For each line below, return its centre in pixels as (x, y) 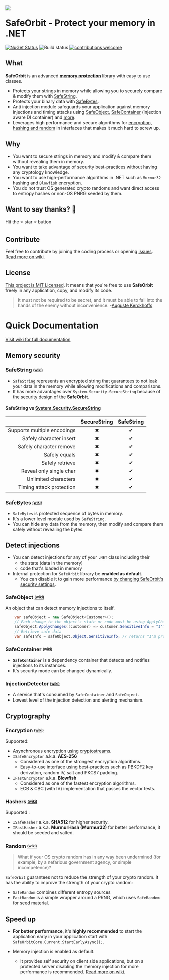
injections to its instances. (39, 665)
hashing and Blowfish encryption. (47, 183)
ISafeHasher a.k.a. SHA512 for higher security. (61, 822)
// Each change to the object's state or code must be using (79, 622)
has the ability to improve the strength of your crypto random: (69, 883)
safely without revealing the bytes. (48, 530)
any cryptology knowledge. (41, 172)
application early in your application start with (60, 937)
